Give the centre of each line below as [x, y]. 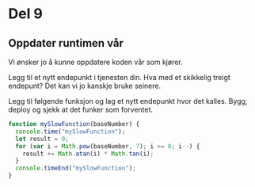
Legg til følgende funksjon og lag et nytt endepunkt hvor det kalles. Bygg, [128, 101]
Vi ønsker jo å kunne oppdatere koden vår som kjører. [96, 62]
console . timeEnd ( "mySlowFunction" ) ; [76, 168]
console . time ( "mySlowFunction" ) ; [70, 132]
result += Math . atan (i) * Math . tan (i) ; [88, 154]
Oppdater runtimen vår [66, 43]
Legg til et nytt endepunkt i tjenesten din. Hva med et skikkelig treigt [120, 77]
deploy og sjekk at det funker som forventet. [80, 109]
